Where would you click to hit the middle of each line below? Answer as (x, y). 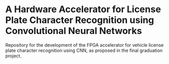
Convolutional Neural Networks (74, 31)
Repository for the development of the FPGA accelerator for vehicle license (84, 45)
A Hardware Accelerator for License (83, 9)
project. (14, 56)
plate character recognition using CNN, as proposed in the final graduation (84, 50)
